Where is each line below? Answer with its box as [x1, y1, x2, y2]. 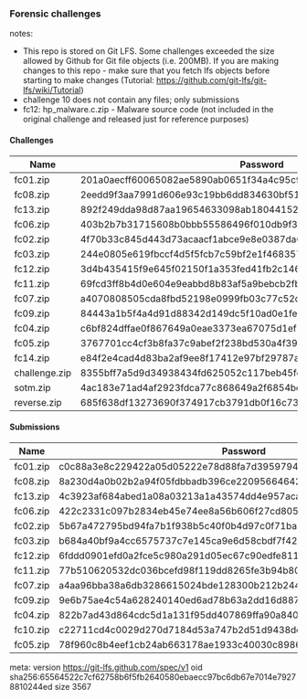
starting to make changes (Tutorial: [22, 75, 155, 86]
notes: [9, 28, 34, 39]
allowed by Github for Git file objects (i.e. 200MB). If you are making [22, 56, 280, 67]
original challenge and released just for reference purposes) [22, 113, 249, 125]
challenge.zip [14, 366, 72, 379]
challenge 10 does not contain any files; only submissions [22, 94, 240, 105]
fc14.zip [14, 351, 50, 364]
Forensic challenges [9, 7, 101, 20]
